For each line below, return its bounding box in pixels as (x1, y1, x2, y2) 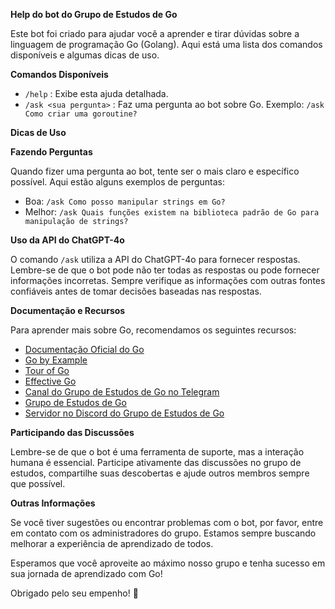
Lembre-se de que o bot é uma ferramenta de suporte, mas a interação (10, 446, 305, 458)
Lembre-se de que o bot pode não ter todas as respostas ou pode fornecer (10, 264, 320, 276)
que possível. (10, 478, 66, 489)
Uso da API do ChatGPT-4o (10, 234, 125, 246)
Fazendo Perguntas (10, 146, 93, 158)
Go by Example (24, 354, 88, 366)
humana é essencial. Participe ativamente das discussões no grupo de (10, 457, 302, 468)
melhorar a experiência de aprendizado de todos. (10, 538, 214, 549)
